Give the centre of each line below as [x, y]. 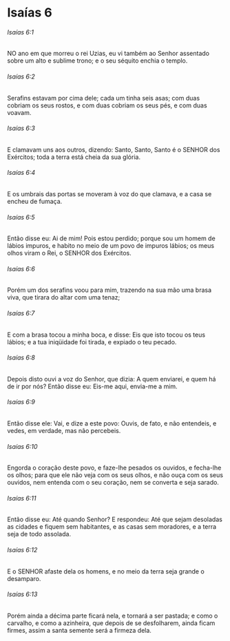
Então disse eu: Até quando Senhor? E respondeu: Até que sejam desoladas [115, 519]
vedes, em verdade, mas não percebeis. [64, 431]
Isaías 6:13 [22, 594]
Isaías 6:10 [22, 446]
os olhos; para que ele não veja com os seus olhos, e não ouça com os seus [115, 475]
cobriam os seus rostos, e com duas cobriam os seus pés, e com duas [107, 105]
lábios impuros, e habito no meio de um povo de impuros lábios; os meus [111, 246]
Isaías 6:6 [21, 269]
